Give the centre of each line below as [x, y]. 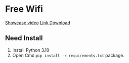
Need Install [24, 38]
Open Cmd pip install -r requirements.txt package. [68, 55]
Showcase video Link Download [38, 23]
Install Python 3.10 [31, 50]
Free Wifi [24, 9]
